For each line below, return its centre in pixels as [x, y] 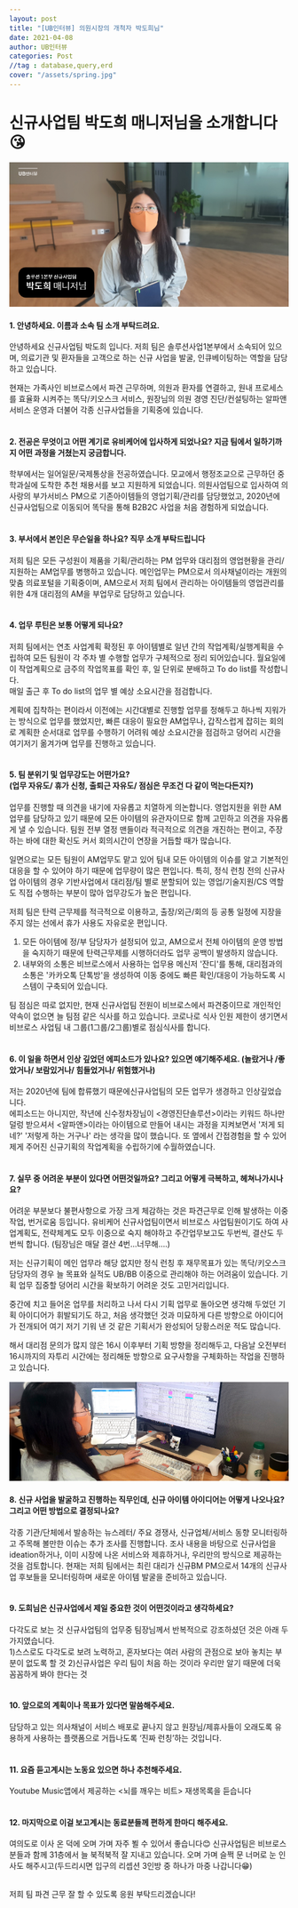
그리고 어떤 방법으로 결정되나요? [64, 1511]
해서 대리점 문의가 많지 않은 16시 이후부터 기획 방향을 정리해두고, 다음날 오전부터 [148, 1345]
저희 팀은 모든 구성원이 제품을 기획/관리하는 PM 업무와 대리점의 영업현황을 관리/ [147, 560]
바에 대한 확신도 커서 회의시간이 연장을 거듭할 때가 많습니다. [129, 841]
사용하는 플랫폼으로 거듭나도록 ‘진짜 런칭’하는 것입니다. [127, 1738]
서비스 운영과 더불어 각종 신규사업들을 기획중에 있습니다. [106, 410]
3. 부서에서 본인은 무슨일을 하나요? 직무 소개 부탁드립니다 [107, 539]
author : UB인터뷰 [39, 47]
